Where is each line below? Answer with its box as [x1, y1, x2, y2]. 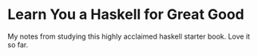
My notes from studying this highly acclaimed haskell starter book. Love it [7, 32, 251, 41]
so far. [7, 39, 29, 49]
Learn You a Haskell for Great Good [7, 6, 244, 24]
